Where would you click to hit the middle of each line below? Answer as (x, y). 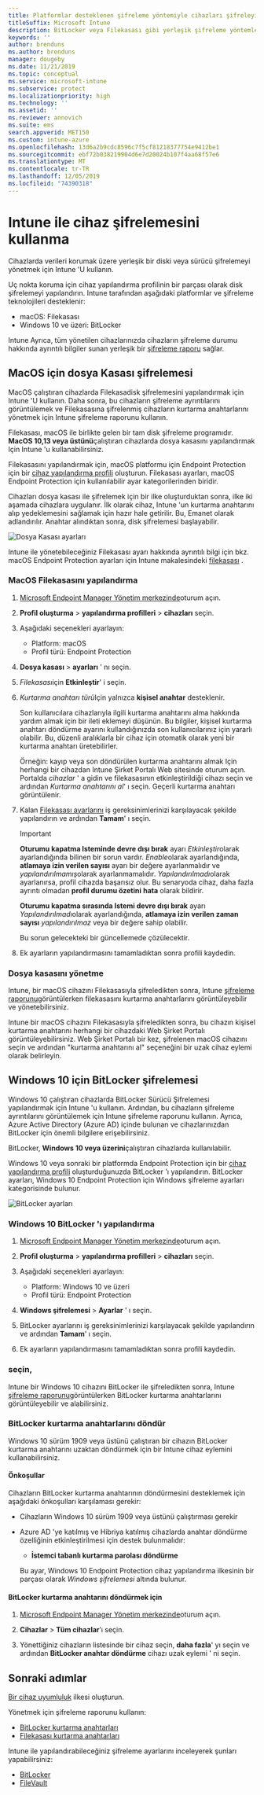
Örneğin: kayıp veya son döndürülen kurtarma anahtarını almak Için (128, 761)
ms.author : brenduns (42, 52)
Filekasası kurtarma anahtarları (70, 1736)
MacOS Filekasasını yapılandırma (73, 580)
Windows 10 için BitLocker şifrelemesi (103, 1081)
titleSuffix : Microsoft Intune (59, 23)
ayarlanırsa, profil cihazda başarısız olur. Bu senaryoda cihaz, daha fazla (136, 882)
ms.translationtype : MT (47, 162)
